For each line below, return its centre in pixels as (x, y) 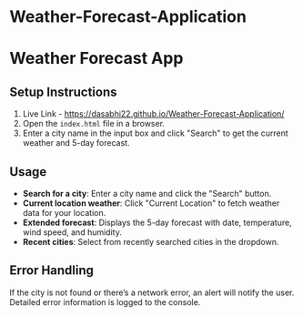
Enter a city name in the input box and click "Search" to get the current (155, 133)
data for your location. (64, 213)
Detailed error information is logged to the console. (105, 302)
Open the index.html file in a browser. (94, 124)
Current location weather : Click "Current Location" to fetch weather (151, 203)
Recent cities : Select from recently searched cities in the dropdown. (151, 242)
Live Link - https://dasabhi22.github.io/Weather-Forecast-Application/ (153, 114)
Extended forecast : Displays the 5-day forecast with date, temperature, (157, 222)
